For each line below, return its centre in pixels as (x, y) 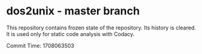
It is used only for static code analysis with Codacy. (70, 34)
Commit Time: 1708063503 (40, 46)
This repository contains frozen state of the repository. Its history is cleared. (101, 28)
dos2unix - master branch (73, 11)
